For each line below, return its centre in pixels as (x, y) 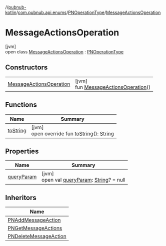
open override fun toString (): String (72, 133)
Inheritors (21, 197)
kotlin (11, 12)
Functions (21, 105)
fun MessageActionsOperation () (113, 87)
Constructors (26, 68)
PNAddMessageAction (34, 220)
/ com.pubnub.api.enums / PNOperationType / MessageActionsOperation (88, 12)
